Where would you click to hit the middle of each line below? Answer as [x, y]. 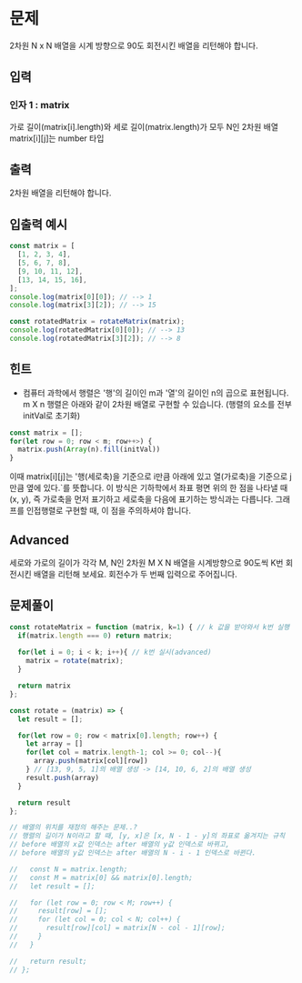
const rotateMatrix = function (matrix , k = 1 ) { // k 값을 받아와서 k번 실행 [150, 627]
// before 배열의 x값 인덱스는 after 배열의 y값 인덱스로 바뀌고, [120, 845]
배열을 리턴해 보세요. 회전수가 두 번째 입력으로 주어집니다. [136, 574]
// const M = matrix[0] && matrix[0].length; [101, 878]
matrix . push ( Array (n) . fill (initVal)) [89, 450]
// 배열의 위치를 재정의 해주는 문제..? [74, 828]
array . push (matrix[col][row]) [91, 761]
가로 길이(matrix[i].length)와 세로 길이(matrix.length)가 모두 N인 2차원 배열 [144, 126]
